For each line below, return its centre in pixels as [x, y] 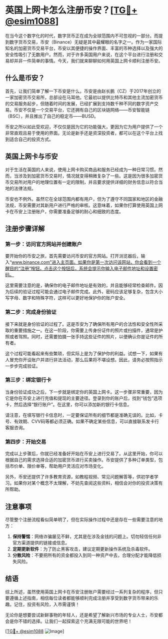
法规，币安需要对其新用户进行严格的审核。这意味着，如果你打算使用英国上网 [84, 205]
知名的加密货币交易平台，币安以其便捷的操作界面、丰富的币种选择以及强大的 [84, 48]
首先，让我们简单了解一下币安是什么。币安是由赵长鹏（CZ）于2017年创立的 [83, 91]
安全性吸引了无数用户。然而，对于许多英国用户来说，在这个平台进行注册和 [82, 54]
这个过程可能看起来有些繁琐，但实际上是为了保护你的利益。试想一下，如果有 [84, 353]
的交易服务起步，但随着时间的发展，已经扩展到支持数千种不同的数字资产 [79, 104]
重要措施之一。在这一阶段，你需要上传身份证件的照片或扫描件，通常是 [86, 330]
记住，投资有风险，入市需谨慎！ [47, 604]
